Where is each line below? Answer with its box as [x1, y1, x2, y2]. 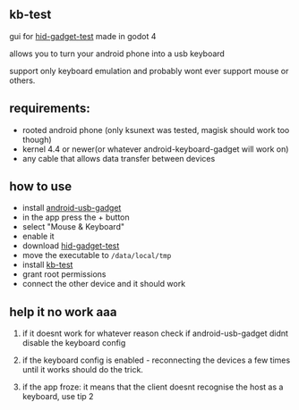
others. [9, 75, 36, 86]
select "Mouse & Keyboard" [21, 222, 125, 232]
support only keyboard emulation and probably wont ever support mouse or [9, 65, 289, 76]
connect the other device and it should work [21, 279, 186, 289]
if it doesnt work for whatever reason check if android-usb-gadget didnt [21, 328, 289, 339]
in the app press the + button [21, 212, 130, 222]
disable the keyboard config [21, 338, 126, 348]
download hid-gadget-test [21, 240, 120, 251]
